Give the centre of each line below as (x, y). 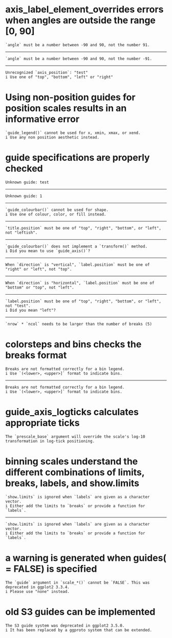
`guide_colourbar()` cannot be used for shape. (57, 210)
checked (24, 169)
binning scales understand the (72, 461)
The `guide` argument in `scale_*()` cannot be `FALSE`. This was (78, 583)
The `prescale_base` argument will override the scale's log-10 (75, 437)
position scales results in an (66, 108)
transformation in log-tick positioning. (50, 441)
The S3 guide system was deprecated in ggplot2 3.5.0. (65, 625)
